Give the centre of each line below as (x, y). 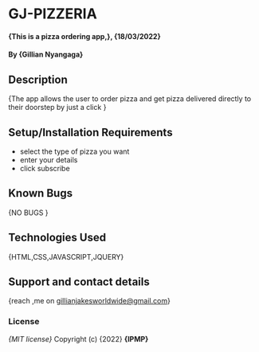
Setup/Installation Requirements (90, 132)
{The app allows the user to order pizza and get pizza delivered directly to (130, 99)
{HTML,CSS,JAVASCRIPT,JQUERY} (66, 256)
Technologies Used (57, 238)
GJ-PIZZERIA (53, 14)
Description (38, 79)
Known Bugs (41, 193)
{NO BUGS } (29, 213)
